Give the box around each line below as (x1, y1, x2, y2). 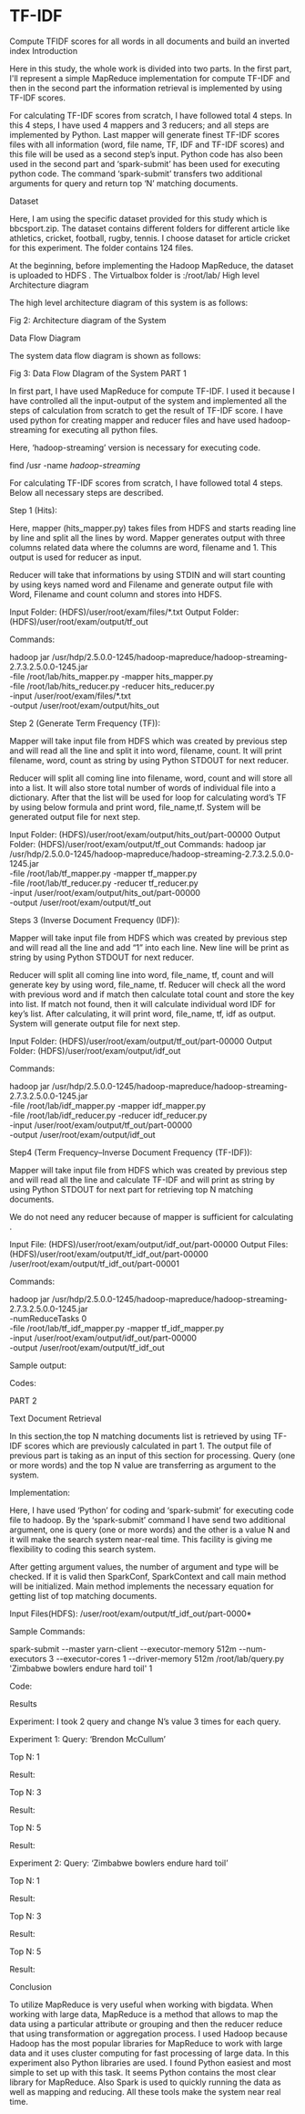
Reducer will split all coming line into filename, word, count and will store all (9, 773, 293, 784)
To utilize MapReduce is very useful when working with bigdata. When (9, 1999, 273, 2010)
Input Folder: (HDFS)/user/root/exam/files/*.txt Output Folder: (9, 606, 239, 617)
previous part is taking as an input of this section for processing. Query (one (9, 1449, 296, 1461)
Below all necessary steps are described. (9, 487, 164, 498)
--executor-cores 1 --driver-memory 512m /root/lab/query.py (56, 1653, 285, 1664)
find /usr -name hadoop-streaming (9, 459, 141, 470)
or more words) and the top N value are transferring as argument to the (9, 1459, 277, 1470)
